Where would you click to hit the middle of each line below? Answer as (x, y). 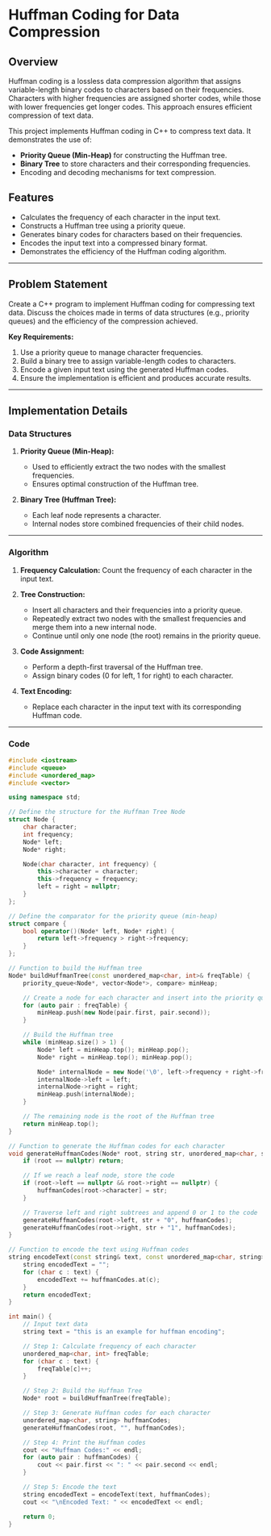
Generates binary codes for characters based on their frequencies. (131, 234)
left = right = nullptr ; (79, 887)
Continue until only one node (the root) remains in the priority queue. (146, 636)
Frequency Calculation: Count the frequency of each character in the (136, 570)
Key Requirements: (41, 336)
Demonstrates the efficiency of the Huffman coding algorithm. (123, 251)
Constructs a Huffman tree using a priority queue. (102, 225)
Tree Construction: (52, 594)
